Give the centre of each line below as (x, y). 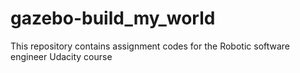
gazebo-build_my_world (113, 18)
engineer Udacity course (61, 56)
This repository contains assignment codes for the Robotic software (150, 46)
